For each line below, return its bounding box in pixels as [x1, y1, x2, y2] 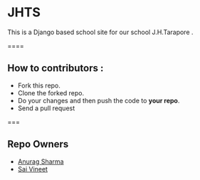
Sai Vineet [17, 164, 48, 173]
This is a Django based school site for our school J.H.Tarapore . [7, 28, 194, 36]
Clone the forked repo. [17, 88, 85, 97]
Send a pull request [17, 104, 75, 112]
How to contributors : [7, 62, 104, 75]
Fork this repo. [17, 81, 60, 90]
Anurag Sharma [17, 157, 64, 166]
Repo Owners [7, 138, 69, 150]
